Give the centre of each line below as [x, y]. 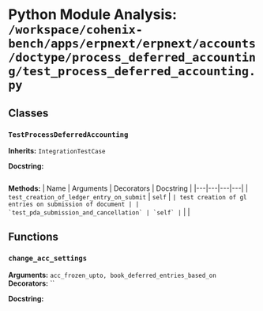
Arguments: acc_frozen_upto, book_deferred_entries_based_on [113, 275]
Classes [28, 113]
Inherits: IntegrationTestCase [57, 150]
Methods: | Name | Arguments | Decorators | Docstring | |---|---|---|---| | [128, 188]
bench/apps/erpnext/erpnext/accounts [132, 44]
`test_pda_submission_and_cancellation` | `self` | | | [99, 212]
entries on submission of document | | [74, 204]
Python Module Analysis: [93, 15]
